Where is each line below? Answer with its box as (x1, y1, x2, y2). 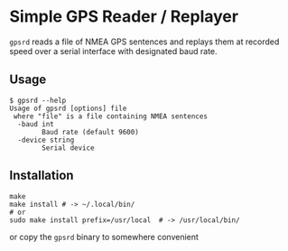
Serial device (42, 143, 95, 153)
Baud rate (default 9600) (42, 127, 140, 136)
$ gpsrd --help (9, 96, 67, 105)
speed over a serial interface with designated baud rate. (9, 45, 218, 56)
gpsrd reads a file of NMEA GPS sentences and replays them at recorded (9, 36, 280, 47)
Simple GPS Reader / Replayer (9, 6, 239, 27)
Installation (9, 168, 74, 183)
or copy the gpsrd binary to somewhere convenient (9, 231, 199, 242)
